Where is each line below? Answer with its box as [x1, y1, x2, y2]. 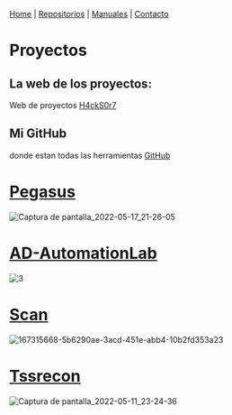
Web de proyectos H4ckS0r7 [9, 100, 117, 110]
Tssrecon [9, 365, 81, 386]
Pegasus [9, 181, 76, 202]
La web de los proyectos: [9, 76, 153, 91]
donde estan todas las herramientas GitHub [9, 150, 171, 161]
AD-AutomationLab [9, 243, 157, 263]
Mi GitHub [9, 126, 67, 142]
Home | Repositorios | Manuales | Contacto [9, 9, 169, 19]
